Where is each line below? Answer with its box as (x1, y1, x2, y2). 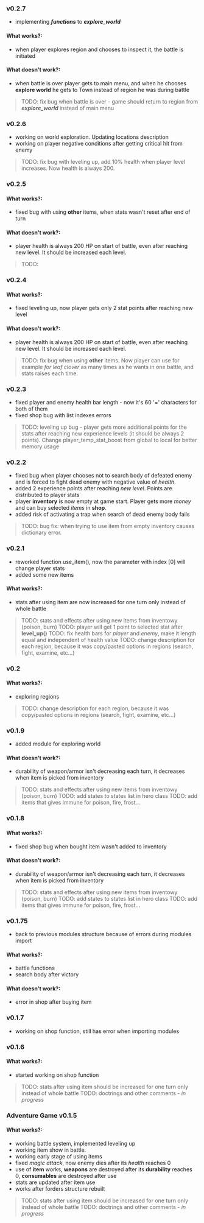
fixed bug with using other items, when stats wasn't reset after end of (15, 208, 191, 216)
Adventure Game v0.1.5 (6, 1111, 77, 1119)
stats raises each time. (21, 370, 78, 377)
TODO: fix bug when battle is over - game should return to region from (21, 97, 199, 105)
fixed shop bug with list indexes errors (15, 411, 111, 418)
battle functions (15, 964, 55, 972)
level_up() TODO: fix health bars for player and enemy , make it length (21, 629, 197, 637)
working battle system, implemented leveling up (15, 1140, 136, 1147)
